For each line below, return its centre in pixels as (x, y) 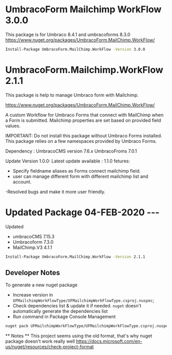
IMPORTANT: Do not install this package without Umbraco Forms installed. (84, 135)
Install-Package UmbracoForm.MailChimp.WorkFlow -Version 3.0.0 (75, 49)
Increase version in (33, 295)
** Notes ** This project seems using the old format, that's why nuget (79, 336)
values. (13, 126)
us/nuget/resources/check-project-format (50, 347)
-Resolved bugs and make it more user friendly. (56, 192)
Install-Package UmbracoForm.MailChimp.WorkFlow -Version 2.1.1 (75, 257)
